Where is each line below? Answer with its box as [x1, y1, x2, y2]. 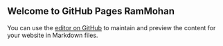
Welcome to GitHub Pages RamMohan [7, 5, 175, 17]
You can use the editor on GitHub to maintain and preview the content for [7, 23, 216, 32]
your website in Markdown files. [7, 31, 98, 39]
